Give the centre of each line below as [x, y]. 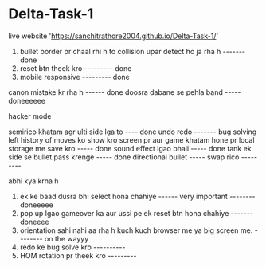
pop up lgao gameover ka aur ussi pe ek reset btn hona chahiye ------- [136, 213]
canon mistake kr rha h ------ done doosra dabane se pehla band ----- [125, 92]
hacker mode [30, 116]
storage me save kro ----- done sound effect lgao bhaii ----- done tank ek [130, 148]
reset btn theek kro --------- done [76, 68]
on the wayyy [66, 238]
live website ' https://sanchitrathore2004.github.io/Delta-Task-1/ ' [113, 36]
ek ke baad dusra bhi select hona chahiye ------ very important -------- [137, 196]
